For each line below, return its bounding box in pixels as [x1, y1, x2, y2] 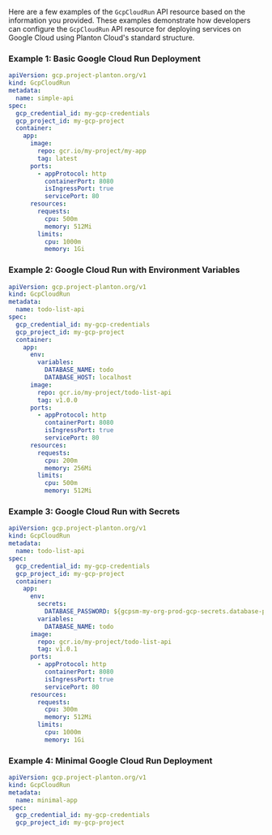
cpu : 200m [44, 456, 79, 465]
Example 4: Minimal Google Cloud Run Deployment [8, 755, 213, 766]
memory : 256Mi [44, 464, 92, 472]
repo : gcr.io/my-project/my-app [37, 147, 147, 155]
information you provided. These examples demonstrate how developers [8, 15, 251, 25]
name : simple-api [15, 93, 74, 102]
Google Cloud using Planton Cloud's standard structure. [8, 32, 195, 42]
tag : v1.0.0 [37, 396, 79, 405]
